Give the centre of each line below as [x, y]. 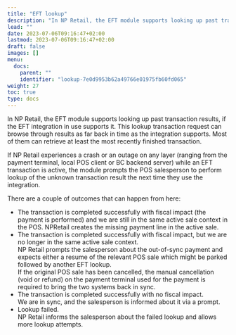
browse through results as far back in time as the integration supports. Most [117, 134]
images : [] [23, 53]
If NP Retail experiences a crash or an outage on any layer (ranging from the [117, 155]
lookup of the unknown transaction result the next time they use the [105, 177]
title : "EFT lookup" [38, 14]
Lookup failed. [38, 309]
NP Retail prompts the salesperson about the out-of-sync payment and [120, 249]
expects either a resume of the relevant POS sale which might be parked [122, 257]
